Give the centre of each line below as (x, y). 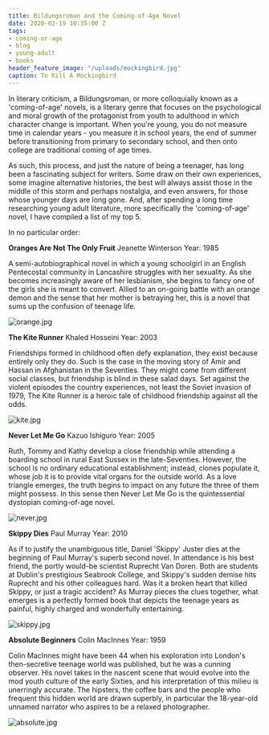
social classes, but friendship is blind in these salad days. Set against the (129, 378)
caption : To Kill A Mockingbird (62, 76)
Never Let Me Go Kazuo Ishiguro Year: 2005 (82, 435)
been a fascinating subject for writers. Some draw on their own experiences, (135, 174)
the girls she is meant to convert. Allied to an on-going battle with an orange (134, 289)
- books (21, 61)
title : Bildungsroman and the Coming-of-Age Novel (95, 16)
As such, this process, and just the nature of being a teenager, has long (126, 165)
